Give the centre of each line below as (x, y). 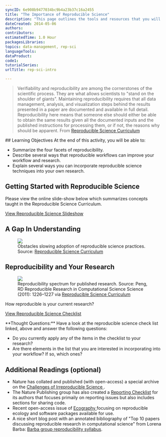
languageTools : (21, 51)
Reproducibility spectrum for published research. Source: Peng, (83, 284)
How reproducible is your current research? (50, 304)
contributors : (20, 33)
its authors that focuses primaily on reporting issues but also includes (83, 398)
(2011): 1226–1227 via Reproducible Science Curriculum (74, 294)
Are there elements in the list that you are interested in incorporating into (86, 349)
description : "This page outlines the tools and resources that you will (83, 19)
